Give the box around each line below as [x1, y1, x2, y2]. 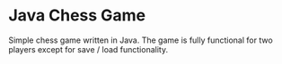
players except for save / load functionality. [8, 44, 168, 54]
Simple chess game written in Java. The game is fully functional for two [8, 35, 273, 45]
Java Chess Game [8, 5, 145, 26]
